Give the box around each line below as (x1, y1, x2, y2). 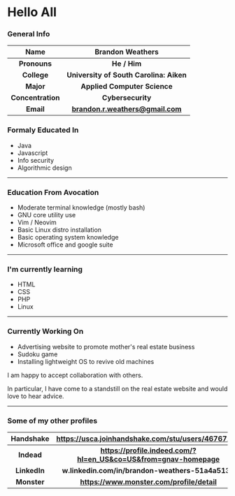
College (22, 71, 49, 80)
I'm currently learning (7, 265, 83, 274)
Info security (17, 156, 55, 164)
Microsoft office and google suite (17, 240, 113, 249)
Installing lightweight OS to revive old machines (17, 357, 155, 365)
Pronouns (18, 59, 52, 68)
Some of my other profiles (7, 416, 98, 425)
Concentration (10, 93, 60, 103)
